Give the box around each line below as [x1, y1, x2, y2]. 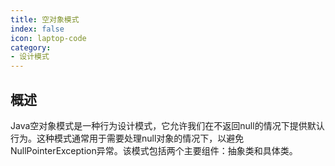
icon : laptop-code [10, 33, 87, 43]
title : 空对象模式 [10, 14, 80, 25]
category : [10, 42, 52, 53]
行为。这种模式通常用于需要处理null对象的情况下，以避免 [10, 132, 245, 144]
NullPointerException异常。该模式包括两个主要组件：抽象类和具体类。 [10, 144, 298, 156]
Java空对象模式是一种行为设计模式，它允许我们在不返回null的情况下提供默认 [10, 119, 325, 131]
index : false [10, 24, 65, 34]
